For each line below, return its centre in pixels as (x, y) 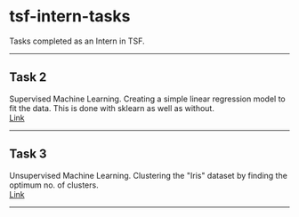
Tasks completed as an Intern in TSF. (77, 41)
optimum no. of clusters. (54, 185)
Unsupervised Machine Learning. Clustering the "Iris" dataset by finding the (148, 175)
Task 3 (28, 154)
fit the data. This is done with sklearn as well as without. (112, 108)
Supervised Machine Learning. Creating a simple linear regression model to (148, 99)
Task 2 (28, 77)
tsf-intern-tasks (70, 16)
